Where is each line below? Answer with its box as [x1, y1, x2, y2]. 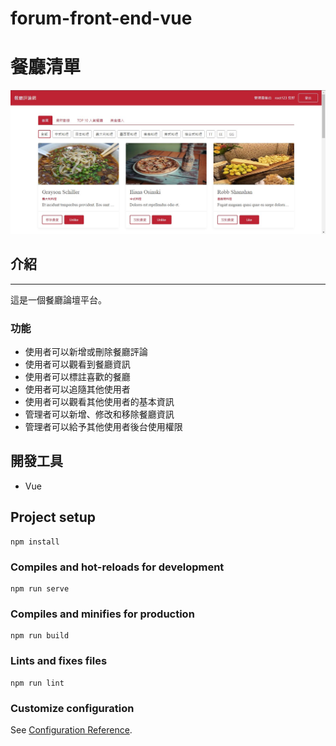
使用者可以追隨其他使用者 [24, 383, 131, 396]
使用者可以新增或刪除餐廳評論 [24, 346, 148, 358]
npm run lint [10, 678, 65, 688]
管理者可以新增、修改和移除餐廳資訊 [24, 408, 175, 421]
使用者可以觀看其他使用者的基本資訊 [24, 396, 175, 408]
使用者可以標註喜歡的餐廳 [24, 371, 131, 383]
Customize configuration [10, 701, 135, 715]
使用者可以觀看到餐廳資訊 [24, 358, 131, 371]
